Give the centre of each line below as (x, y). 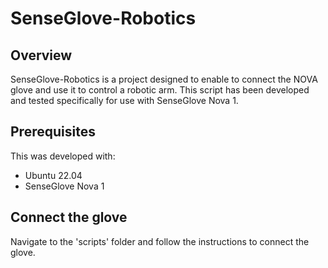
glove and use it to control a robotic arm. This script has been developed (160, 90)
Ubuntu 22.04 (53, 175)
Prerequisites (53, 132)
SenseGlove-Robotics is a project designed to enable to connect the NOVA (164, 79)
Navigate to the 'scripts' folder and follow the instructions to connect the (160, 241)
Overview (41, 55)
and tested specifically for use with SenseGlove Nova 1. (124, 100)
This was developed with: (63, 156)
